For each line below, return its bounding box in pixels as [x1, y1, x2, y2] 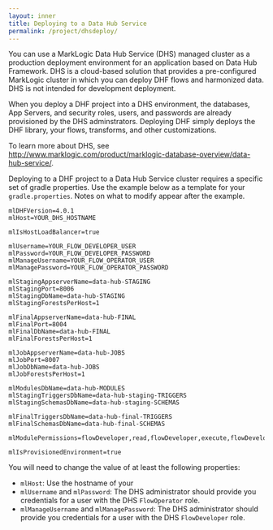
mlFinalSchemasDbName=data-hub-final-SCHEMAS [8, 420, 165, 429]
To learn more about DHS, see [8, 141, 110, 151]
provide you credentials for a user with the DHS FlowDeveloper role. [19, 513, 245, 523]
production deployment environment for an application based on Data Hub [8, 58, 258, 67]
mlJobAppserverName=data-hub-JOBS [8, 349, 126, 357]
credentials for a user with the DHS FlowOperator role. [19, 496, 201, 506]
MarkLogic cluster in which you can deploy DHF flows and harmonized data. [8, 75, 264, 85]
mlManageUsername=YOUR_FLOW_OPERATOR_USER [8, 256, 154, 265]
